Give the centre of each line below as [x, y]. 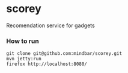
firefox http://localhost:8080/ [47, 64]
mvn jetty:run [24, 59]
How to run [23, 41]
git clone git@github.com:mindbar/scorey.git [64, 54]
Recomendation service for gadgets [50, 25]
